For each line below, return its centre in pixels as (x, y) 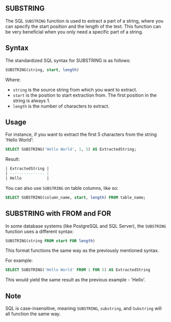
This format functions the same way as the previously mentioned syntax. (82, 251)
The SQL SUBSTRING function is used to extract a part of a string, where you (84, 21)
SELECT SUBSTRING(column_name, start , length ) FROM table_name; (75, 198)
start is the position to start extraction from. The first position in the (85, 95)
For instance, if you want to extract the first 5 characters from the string (81, 135)
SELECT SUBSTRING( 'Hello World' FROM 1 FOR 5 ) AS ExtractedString (78, 270)
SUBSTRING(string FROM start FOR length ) (50, 241)
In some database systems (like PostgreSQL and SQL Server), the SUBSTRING (86, 226)
